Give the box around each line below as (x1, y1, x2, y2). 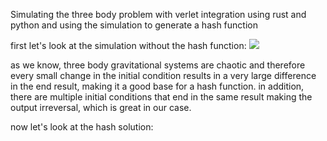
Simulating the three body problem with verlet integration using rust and (10, 9, 307, 20)
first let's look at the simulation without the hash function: (10, 40, 247, 51)
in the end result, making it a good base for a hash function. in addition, (10, 80, 305, 92)
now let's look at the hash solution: (10, 121, 154, 133)
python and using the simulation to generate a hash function (10, 19, 258, 31)
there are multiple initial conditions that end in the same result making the (10, 91, 313, 103)
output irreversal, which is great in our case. (10, 102, 192, 113)
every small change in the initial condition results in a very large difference (10, 70, 317, 81)
